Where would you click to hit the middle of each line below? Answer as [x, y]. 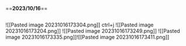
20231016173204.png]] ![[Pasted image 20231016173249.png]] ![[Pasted [93, 31]
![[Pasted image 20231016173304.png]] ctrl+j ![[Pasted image [80, 25]
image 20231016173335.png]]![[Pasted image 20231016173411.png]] [87, 37]
